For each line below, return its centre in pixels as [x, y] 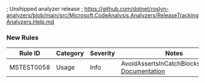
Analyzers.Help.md [30, 22]
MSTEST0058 [30, 68]
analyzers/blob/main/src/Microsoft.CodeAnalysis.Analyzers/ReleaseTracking [103, 15]
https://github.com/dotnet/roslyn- [127, 9]
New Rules [23, 37]
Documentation [143, 71]
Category [70, 53]
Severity [103, 53]
